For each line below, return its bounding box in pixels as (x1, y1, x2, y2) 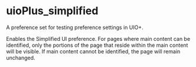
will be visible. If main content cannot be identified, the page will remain (6, 47, 181, 55)
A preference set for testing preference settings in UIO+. (6, 24, 143, 31)
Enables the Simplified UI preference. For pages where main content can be (6, 35, 191, 42)
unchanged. (6, 54, 35, 61)
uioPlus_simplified (6, 4, 99, 18)
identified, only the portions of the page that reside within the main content (6, 42, 188, 49)
